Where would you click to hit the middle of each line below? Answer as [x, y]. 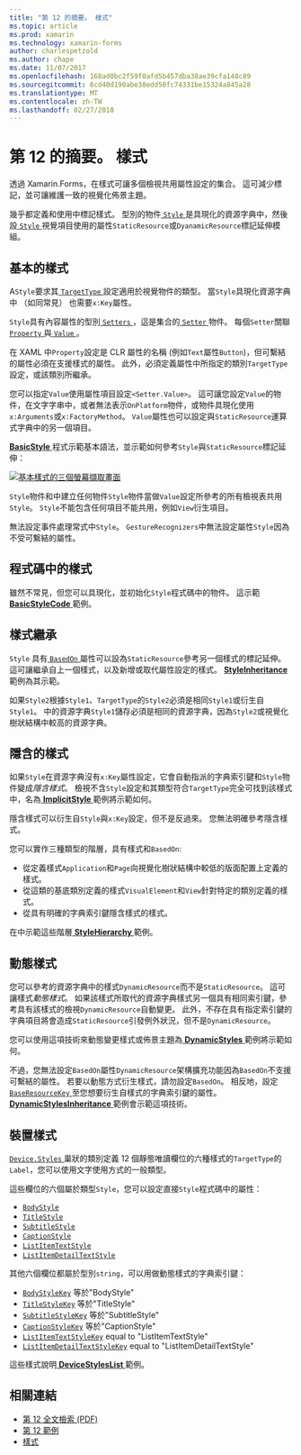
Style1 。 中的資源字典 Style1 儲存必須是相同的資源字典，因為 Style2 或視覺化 [149, 711]
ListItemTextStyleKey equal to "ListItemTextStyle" [115, 1337]
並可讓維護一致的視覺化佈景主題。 [88, 196]
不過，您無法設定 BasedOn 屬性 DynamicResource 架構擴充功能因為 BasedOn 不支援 [150, 1070]
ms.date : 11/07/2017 [48, 68]
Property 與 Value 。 [47, 333]
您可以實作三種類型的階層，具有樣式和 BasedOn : [96, 849]
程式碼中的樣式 [51, 569]
